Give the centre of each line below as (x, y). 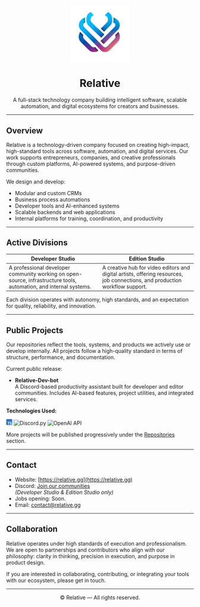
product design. (26, 562)
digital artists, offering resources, (143, 274)
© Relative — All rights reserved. (100, 597)
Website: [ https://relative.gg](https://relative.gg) (74, 479)
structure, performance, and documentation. (61, 357)
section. (16, 441)
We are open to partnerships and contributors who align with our (85, 550)
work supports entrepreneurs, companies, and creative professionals (91, 158)
